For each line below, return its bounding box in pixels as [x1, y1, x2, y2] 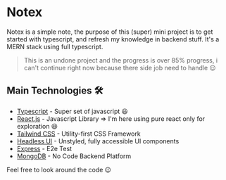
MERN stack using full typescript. [6, 42, 103, 51]
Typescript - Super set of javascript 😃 [16, 107, 128, 115]
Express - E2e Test [16, 144, 72, 153]
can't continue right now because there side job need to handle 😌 [23, 63, 216, 72]
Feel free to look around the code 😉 [6, 165, 112, 174]
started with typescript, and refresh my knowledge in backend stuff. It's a [6, 34, 220, 43]
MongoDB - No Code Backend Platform [16, 152, 132, 160]
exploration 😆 [16, 122, 58, 130]
